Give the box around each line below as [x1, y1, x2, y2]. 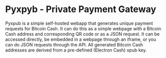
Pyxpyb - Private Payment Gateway [5, 4, 156, 15]
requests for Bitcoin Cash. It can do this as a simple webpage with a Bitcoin [5, 25, 161, 31]
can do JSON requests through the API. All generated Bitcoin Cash [5, 41, 143, 47]
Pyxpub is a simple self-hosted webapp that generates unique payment [5, 20, 153, 26]
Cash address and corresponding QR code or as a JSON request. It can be [5, 31, 160, 37]
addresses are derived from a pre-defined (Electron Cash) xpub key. [5, 47, 147, 53]
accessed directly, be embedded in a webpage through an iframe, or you [5, 36, 156, 42]
